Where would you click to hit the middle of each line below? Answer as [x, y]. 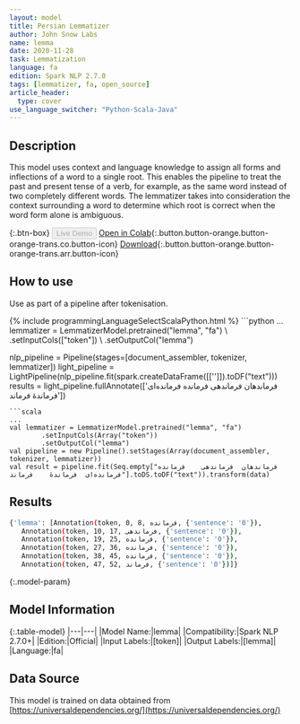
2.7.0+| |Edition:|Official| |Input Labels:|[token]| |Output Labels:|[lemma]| [143, 641]
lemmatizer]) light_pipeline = [62, 366]
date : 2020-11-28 [42, 51]
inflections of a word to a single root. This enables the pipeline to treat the [146, 177]
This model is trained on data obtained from [90, 700]
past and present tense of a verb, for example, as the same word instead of [148, 187]
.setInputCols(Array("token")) [100, 435]
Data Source [44, 679]
